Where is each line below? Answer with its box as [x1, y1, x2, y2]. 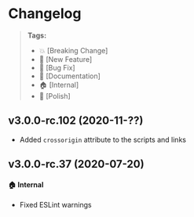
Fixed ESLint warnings [19, 201, 92, 210]
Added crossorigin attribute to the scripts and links [19, 135, 187, 144]
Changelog [8, 5, 82, 23]
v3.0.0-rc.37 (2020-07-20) [8, 157, 145, 171]
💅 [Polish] [38, 91, 71, 100]
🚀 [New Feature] [38, 54, 93, 63]
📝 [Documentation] [38, 71, 101, 81]
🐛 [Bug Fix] [38, 63, 76, 72]
